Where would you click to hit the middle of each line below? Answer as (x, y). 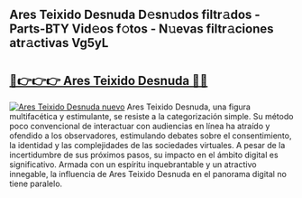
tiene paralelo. (36, 184)
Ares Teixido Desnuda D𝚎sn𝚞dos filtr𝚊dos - (135, 15)
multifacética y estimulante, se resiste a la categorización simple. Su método (151, 116)
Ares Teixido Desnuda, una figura (188, 107)
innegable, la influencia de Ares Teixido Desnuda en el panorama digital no (148, 174)
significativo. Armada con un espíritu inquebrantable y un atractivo (133, 165)
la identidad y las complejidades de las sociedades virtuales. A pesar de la (147, 145)
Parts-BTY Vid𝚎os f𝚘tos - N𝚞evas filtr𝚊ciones (142, 29)
